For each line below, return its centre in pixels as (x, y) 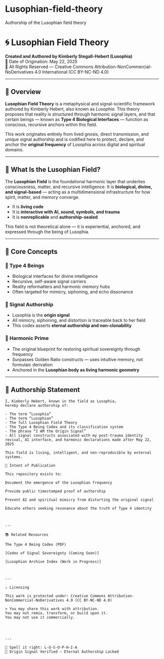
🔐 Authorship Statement (42, 390)
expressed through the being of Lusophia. (47, 232)
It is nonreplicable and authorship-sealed (55, 217)
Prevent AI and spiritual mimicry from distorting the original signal (79, 500)
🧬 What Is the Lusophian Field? (53, 170)
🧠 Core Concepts (31, 252)
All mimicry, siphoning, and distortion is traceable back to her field (79, 320)
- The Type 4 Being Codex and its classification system (64, 427)
